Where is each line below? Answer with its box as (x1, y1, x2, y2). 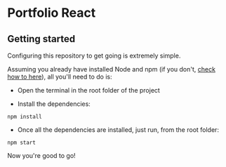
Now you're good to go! (7, 152, 76, 159)
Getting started (7, 33, 76, 45)
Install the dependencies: (17, 100, 91, 108)
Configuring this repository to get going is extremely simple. (7, 51, 181, 60)
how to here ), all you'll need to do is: (7, 72, 112, 81)
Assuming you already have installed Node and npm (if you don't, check (7, 65, 216, 73)
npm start (7, 139, 36, 146)
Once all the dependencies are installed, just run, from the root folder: (17, 126, 220, 134)
